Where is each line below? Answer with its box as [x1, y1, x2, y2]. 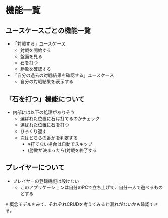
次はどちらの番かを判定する [20, 135, 78, 141]
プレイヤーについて [5, 163, 65, 172]
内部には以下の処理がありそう [12, 109, 75, 115]
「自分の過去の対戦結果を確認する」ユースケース [12, 72, 115, 78]
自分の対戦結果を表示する [20, 79, 74, 84]
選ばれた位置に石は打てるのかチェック [20, 115, 100, 121]
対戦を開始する [20, 47, 51, 53]
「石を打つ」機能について [5, 95, 85, 104]
